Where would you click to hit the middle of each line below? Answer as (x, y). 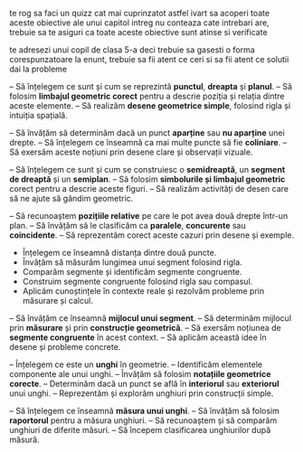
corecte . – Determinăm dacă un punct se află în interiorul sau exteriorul (144, 384)
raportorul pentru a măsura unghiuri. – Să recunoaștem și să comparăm (143, 420)
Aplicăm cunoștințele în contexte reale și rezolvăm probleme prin (143, 291)
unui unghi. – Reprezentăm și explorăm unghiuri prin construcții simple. (142, 393)
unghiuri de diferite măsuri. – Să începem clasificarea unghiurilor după (140, 430)
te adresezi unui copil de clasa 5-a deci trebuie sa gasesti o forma (132, 50)
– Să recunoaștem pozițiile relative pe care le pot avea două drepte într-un (149, 216)
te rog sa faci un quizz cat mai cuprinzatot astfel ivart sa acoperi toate (139, 13)
